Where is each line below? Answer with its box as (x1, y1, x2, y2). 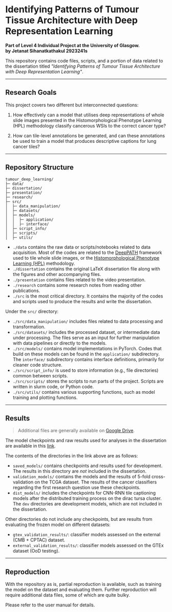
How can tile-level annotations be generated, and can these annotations (12, 132, 165, 139)
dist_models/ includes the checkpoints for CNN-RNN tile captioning (12, 490, 156, 496)
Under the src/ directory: (5, 308, 59, 314)
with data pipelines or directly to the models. (12, 340, 107, 346)
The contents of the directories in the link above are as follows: (5, 453, 138, 459)
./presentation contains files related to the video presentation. (12, 277, 146, 283)
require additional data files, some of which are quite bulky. (5, 592, 131, 598)
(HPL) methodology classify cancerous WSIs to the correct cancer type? (12, 122, 166, 129)
